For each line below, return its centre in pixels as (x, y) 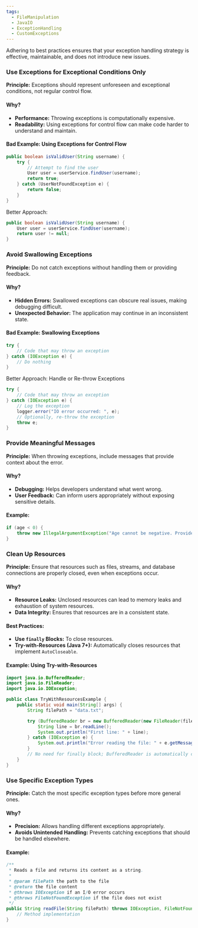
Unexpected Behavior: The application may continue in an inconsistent (101, 313)
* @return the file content (43, 887)
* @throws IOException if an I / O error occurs (67, 892)
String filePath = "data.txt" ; (66, 710)
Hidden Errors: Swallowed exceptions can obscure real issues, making (100, 300)
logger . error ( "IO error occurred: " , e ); (68, 411)
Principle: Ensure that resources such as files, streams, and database (91, 566)
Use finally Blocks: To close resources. (64, 639)
